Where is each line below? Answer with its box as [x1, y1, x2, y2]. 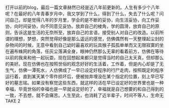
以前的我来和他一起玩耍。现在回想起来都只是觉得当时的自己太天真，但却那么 [5, 55, 164, 60]
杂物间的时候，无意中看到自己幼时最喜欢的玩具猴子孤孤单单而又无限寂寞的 [5, 42, 159, 48]
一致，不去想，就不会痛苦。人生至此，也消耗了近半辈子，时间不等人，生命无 [5, 92, 164, 98]
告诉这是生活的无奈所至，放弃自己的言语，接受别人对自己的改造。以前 [14, 30, 159, 35]
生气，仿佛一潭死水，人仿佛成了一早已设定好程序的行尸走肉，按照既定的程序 [5, 67, 164, 73]
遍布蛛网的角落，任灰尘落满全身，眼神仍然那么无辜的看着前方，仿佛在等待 [9, 48, 164, 54]
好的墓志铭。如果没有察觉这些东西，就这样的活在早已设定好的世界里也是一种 [5, 80, 164, 85]
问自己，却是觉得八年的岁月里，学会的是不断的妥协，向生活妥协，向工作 [5, 17, 155, 23]
